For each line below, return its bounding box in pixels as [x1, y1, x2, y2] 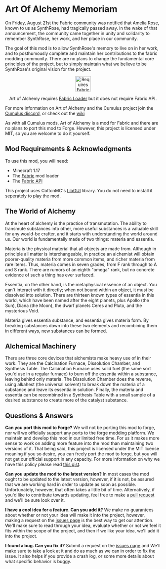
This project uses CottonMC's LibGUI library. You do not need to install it [5, 187, 153, 193]
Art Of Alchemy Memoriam [5, 3, 118, 15]
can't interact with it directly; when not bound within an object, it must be [5, 287, 154, 293]
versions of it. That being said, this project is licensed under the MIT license [5, 446, 160, 452]
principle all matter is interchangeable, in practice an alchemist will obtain [5, 251, 155, 257]
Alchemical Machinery [5, 342, 77, 350]
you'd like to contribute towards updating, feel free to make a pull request [5, 492, 155, 498]
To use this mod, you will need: [5, 158, 68, 164]
